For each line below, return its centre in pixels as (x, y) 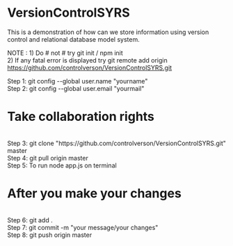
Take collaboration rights (81, 117)
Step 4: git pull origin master (48, 158)
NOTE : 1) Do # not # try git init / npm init (65, 53)
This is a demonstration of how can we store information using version (108, 32)
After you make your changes (95, 194)
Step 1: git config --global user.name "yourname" (78, 81)
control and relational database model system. (74, 39)
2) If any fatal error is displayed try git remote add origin (88, 60)
